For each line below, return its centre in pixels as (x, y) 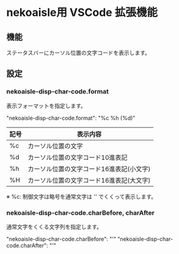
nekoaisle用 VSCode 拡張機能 (82, 13)
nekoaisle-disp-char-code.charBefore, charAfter (80, 212)
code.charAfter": (27, 245)
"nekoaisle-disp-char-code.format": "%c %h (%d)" (71, 118)
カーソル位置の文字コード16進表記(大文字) (89, 180)
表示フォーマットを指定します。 (46, 106)
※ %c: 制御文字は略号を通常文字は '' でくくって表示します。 (82, 197)
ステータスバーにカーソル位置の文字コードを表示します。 (79, 53)
